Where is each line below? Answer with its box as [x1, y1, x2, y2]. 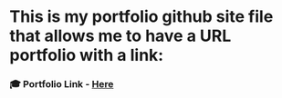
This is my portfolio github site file [9, 6, 274, 27]
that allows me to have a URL [9, 25, 232, 46]
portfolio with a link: [9, 45, 164, 65]
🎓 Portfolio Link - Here [9, 78, 114, 91]
